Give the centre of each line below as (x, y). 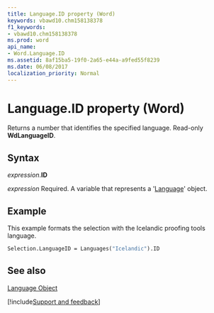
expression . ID (28, 175)
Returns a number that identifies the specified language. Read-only (105, 128)
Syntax (23, 158)
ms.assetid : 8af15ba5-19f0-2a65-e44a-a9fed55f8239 (84, 60)
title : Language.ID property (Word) (61, 14)
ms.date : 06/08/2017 (38, 67)
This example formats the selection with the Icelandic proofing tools (106, 229)
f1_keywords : (27, 27)
